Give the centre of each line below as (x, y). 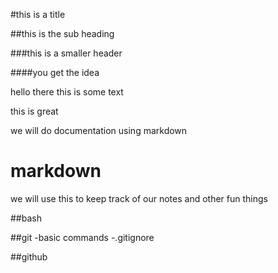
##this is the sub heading (62, 33)
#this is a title (38, 14)
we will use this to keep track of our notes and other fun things (139, 198)
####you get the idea (55, 72)
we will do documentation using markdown (99, 130)
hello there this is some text (67, 92)
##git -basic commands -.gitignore (82, 237)
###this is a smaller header (66, 53)
